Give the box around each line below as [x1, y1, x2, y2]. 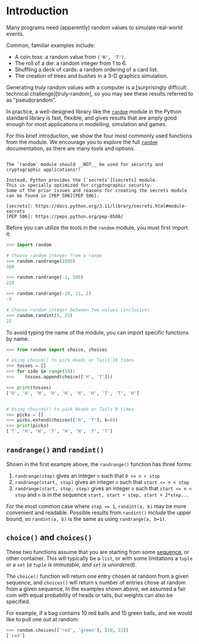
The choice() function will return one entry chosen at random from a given [6, 573, 189, 580]
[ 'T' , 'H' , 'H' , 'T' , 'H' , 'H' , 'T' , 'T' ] [6, 429, 113, 434]
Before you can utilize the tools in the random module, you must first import [6, 224, 188, 231]
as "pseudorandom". [6, 96, 57, 104]
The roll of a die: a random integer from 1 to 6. [14, 60, 127, 67]
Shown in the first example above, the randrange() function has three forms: [6, 460, 193, 468]
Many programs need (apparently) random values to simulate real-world [6, 24, 183, 31]
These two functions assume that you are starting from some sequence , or [6, 548, 189, 555]
